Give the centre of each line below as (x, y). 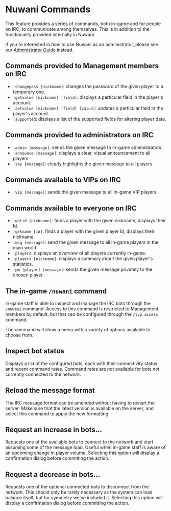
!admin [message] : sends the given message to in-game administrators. (88, 147)
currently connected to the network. (43, 374)
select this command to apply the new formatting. (57, 414)
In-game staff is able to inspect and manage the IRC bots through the (78, 303)
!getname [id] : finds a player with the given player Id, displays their (83, 231)
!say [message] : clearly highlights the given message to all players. (83, 164)
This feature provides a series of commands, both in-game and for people (83, 24)
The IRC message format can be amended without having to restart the (80, 402)
